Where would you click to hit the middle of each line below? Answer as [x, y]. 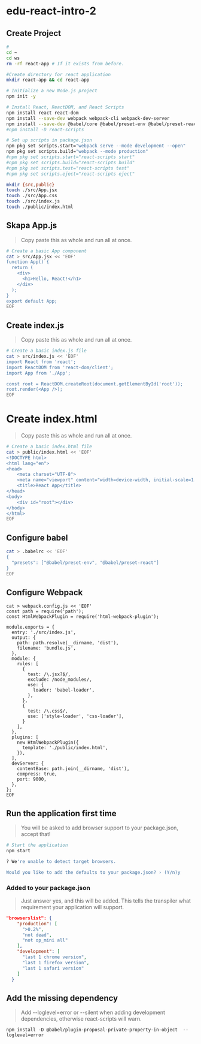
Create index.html [52, 419]
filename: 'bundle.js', [47, 648]
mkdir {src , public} [31, 185]
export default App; [32, 301]
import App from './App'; [38, 373]
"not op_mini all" [45, 940]
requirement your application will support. [72, 907]
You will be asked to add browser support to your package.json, [99, 828]
